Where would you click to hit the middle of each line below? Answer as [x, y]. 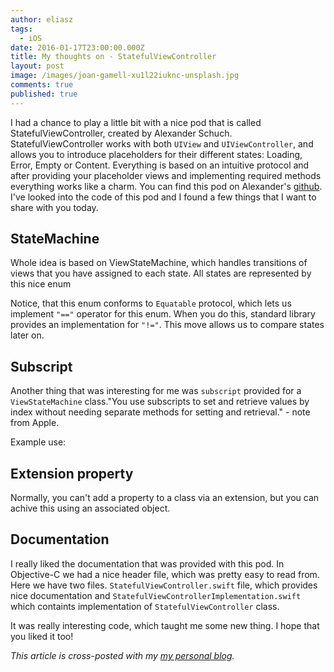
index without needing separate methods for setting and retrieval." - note [160, 412]
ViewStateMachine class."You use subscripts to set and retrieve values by [160, 402]
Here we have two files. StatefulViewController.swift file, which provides [164, 585]
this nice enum [41, 284]
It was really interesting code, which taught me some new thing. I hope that [165, 625]
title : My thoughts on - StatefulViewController [113, 57]
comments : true [42, 85]
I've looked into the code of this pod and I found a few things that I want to [163, 197]
